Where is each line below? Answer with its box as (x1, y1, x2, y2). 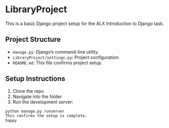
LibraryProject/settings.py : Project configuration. (12, 54, 120, 60)
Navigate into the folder (12, 93, 62, 99)
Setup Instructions (5, 74, 65, 83)
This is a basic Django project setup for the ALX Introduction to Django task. (5, 20, 164, 27)
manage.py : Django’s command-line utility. (12, 48, 99, 55)
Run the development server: (12, 98, 74, 105)
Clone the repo (12, 88, 44, 94)
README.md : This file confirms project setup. (12, 60, 103, 66)
